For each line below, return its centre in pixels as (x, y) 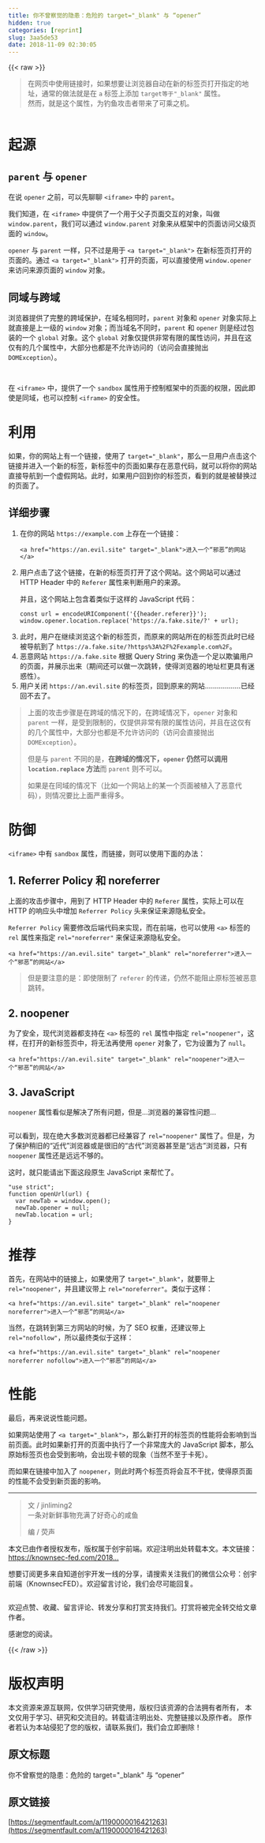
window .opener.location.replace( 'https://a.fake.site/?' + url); (129, 620)
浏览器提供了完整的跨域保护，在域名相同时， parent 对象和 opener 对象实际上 (132, 317)
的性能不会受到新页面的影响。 (56, 1481)
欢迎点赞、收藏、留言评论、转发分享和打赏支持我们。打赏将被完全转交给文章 (132, 1607)
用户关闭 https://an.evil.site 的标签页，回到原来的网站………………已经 (137, 686)
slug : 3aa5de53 (33, 37)
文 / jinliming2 (50, 1505)
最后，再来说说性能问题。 (50, 1418)
